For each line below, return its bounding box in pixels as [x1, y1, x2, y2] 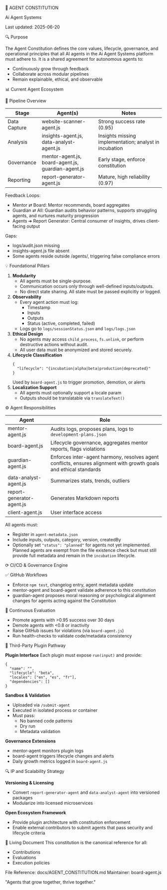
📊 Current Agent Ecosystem [5, 86, 64, 92]
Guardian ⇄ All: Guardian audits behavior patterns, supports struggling [12, 207, 158, 213]
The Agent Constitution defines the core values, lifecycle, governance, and [5, 45, 159, 51]
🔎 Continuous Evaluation [5, 608, 56, 613]
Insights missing [98, 132, 136, 139]
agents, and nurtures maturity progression [12, 213, 99, 219]
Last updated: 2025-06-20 [5, 24, 60, 30]
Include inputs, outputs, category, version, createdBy [12, 537, 121, 542]
